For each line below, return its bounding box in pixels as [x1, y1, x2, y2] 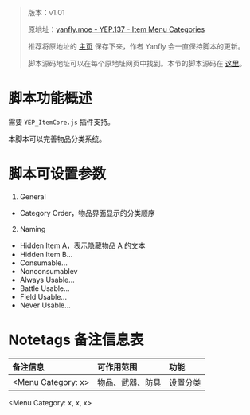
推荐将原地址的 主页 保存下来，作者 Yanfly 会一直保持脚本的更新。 [27, 41, 245, 51]
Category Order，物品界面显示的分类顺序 [19, 208, 155, 217]
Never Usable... [19, 300, 72, 310]
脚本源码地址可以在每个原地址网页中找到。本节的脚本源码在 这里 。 [27, 59, 247, 68]
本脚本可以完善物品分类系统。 [8, 134, 106, 143]
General [19, 191, 46, 202]
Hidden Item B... [19, 249, 73, 259]
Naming [19, 224, 46, 233]
